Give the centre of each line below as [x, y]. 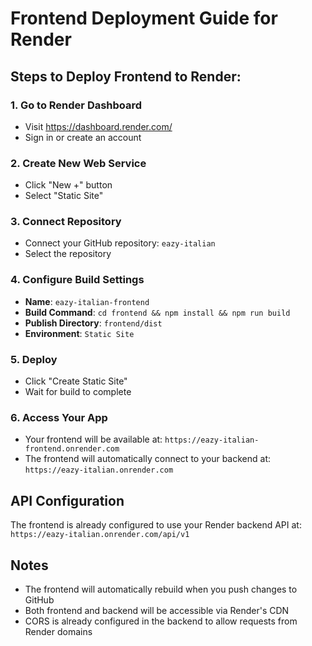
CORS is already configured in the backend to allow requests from [161, 621]
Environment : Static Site [79, 333]
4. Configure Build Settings [77, 280]
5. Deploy [34, 359]
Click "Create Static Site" [76, 381]
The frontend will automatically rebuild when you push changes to [161, 589]
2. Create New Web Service [78, 163]
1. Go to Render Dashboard [76, 105]
